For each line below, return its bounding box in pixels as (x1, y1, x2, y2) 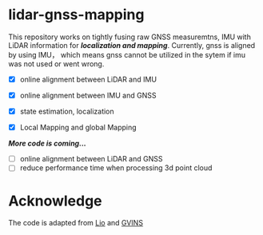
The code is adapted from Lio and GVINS (8, 218, 144, 228)
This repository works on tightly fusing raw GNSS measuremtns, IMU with (8, 32, 252, 42)
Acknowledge (8, 192, 102, 209)
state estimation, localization (19, 106, 114, 117)
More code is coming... (8, 138, 86, 149)
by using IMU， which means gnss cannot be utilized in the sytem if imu (8, 50, 246, 59)
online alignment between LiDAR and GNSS (19, 154, 163, 164)
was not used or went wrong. (8, 58, 105, 69)
